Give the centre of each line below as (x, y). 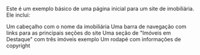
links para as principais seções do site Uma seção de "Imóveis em (89, 33)
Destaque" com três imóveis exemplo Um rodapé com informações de (94, 39)
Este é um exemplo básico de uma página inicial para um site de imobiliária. (100, 9)
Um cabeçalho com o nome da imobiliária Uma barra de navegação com (96, 27)
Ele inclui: (18, 15)
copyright (18, 45)
